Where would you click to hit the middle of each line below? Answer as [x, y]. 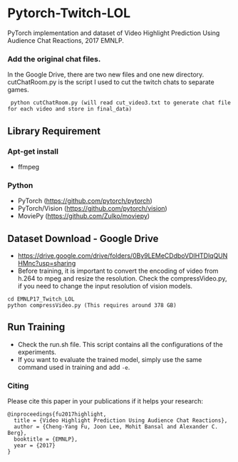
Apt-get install [33, 151]
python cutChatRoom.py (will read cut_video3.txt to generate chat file [121, 103]
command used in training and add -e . [74, 367]
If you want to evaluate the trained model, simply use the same [110, 359]
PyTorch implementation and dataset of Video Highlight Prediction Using [114, 33]
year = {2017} [35, 446]
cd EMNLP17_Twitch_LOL [41, 299]
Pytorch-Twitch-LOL [69, 13]
